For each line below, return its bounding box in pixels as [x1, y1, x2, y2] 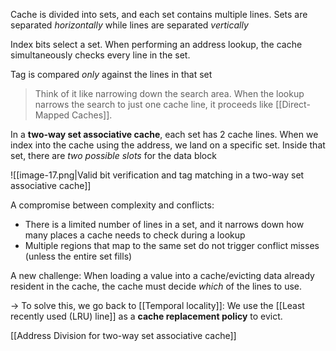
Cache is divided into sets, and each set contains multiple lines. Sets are [10, 9, 308, 20]
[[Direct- [275, 99, 311, 110]
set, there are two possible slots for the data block [10, 150, 217, 161]
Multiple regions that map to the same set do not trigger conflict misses [24, 240, 320, 251]
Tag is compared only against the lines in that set [10, 69, 213, 80]
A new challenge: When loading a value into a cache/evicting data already [10, 270, 315, 281]
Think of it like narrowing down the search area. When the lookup [34, 88, 305, 99]
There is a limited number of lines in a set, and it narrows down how [24, 219, 305, 230]
